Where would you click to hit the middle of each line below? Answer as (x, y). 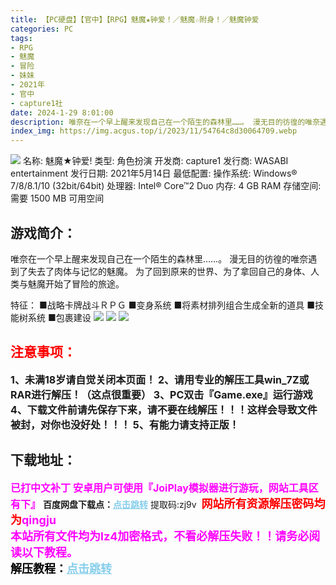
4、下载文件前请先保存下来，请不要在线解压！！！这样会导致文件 (164, 409)
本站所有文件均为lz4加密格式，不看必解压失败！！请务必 (160, 536)
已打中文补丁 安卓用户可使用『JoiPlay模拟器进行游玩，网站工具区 (164, 488)
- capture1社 (36, 103)
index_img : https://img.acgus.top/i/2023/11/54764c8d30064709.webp (154, 131)
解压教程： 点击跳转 (61, 568)
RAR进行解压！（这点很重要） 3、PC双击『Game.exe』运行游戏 (161, 394)
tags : (21, 38)
